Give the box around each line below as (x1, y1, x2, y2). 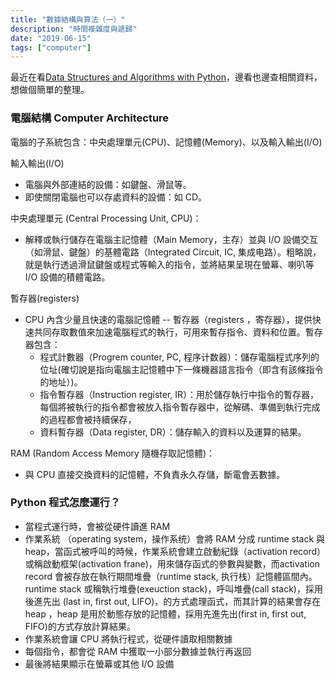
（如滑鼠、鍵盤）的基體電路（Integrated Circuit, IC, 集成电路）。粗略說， (24, 246, 322, 258)
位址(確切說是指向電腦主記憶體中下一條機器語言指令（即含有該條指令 (39, 363, 324, 375)
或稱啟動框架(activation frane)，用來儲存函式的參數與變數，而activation (24, 557, 320, 570)
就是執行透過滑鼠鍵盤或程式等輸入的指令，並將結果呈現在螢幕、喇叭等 (24, 258, 315, 270)
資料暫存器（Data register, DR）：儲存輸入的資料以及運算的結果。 (39, 426, 307, 438)
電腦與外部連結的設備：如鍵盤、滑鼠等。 (24, 178, 192, 190)
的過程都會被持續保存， (39, 413, 137, 425)
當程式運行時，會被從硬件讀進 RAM (24, 520, 171, 532)
